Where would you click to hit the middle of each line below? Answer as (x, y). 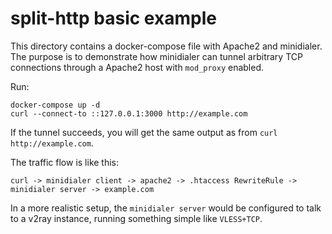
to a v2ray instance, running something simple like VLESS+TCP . (136, 218)
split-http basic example (113, 18)
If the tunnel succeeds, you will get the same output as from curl (144, 132)
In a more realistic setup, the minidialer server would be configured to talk (166, 208)
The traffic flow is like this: (65, 162)
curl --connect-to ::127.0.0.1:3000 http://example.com (129, 113)
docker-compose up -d (55, 105)
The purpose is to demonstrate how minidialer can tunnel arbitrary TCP (156, 56)
